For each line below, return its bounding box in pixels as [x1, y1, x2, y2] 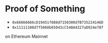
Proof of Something [5, 3, 86, 14]
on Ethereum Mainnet [5, 33, 48, 39]
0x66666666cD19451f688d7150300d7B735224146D [12, 20, 104, 25]
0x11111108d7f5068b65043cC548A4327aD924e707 [12, 25, 104, 30]
